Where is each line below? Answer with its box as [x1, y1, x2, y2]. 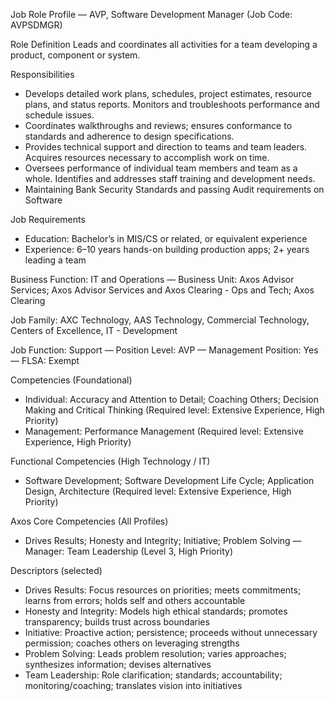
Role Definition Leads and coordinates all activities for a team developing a [10, 39, 318, 50]
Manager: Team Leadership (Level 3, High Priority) [24, 545, 234, 557]
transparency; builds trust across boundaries [24, 616, 210, 628]
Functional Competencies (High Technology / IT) [10, 455, 211, 467]
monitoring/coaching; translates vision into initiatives [24, 680, 243, 691]
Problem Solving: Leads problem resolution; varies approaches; [24, 648, 287, 659]
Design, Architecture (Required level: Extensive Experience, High [24, 485, 292, 497]
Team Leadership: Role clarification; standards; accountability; [24, 669, 283, 681]
